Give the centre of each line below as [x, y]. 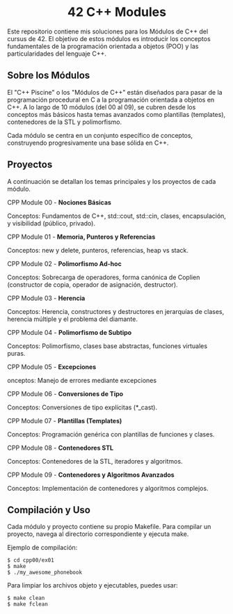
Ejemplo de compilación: [42, 548]
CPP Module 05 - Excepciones [52, 367]
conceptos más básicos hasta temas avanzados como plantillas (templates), [116, 114]
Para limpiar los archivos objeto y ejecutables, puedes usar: [93, 585]
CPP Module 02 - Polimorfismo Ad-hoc [64, 263]
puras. [16, 353]
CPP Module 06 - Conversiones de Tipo [65, 393]
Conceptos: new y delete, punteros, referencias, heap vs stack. [98, 250]
